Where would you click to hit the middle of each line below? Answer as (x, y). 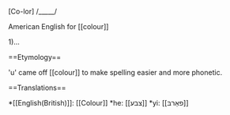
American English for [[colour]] (58, 26)
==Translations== (37, 87)
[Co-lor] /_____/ (33, 11)
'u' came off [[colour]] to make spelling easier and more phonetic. (115, 72)
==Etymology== (35, 57)
